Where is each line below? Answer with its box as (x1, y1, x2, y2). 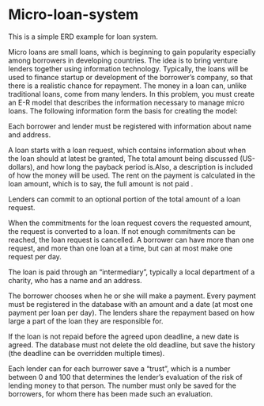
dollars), (8, 162, 36, 171)
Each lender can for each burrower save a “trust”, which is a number (8, 363, 231, 373)
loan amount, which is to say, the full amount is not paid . (8, 178, 194, 188)
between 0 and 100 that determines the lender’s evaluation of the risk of (8, 372, 243, 381)
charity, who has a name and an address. (8, 275, 142, 285)
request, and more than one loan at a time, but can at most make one (8, 243, 233, 253)
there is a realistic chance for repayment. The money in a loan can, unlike (8, 81, 247, 90)
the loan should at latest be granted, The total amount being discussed (8, 153, 239, 163)
